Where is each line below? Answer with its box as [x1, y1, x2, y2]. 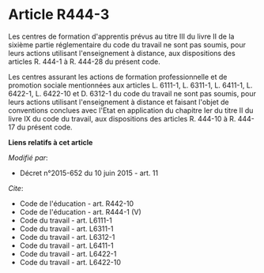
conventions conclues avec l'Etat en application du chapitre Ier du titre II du [8, 105, 254, 115]
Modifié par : [8, 152, 49, 163]
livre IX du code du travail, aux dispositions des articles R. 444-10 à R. [8, 114, 236, 123]
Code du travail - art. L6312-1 [19, 232, 115, 241]
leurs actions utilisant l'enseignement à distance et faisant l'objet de [8, 97, 229, 107]
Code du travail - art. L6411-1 [19, 241, 114, 250]
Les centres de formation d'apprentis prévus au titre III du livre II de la [8, 32, 235, 41]
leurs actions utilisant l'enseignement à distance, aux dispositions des [8, 48, 236, 58]
